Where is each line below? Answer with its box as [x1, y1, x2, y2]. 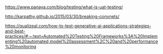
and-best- [5, 28, 26, 34]
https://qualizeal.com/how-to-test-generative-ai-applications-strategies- [5, 23, 152, 29]
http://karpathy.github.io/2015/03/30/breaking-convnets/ [5, 14, 120, 19]
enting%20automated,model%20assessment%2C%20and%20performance [5, 38, 158, 44]
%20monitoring [5, 44, 36, 49]
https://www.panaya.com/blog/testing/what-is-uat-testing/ [5, 4, 123, 10]
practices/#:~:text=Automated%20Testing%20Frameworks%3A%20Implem [5, 34, 158, 39]
